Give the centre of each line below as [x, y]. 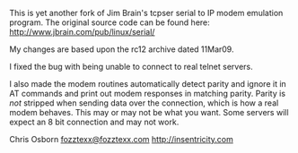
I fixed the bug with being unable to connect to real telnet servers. [131, 67]
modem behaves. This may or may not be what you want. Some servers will [149, 112]
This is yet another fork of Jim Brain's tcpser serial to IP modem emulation [146, 13]
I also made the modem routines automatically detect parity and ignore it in [148, 84]
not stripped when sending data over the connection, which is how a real [144, 103]
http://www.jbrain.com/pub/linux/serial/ [82, 32]
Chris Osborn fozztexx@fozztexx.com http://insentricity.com [121, 139]
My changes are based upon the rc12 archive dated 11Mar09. [122, 49]
